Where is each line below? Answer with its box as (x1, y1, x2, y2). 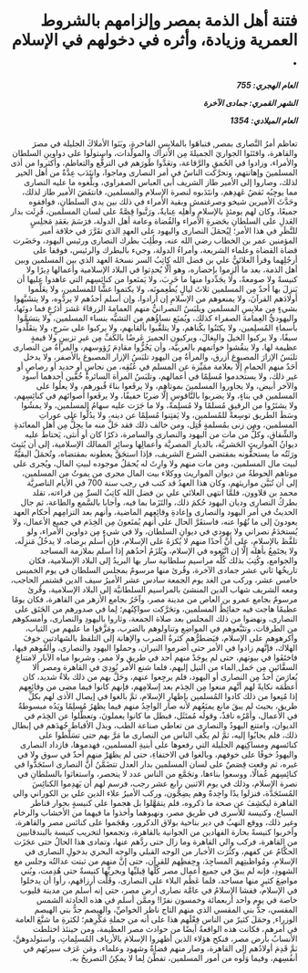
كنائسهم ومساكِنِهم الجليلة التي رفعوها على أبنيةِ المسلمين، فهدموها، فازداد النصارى (20, 739, 298, 750)
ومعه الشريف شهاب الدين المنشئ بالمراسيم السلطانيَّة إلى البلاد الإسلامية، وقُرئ (27, 584, 298, 595)
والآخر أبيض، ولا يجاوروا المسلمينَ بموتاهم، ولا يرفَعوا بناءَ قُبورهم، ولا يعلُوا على (36, 381, 298, 392)
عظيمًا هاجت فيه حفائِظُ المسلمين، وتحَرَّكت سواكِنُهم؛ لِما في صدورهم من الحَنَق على (14, 603, 298, 614)
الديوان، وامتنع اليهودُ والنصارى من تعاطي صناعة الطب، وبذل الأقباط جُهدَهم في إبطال (11, 720, 298, 731)
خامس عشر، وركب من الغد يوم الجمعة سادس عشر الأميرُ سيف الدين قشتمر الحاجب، (10, 574, 298, 585)
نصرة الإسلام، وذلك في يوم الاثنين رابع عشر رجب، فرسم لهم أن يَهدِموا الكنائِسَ (32, 778, 298, 790)
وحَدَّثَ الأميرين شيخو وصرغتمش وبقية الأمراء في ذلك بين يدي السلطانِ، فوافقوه (28, 196, 298, 207)
